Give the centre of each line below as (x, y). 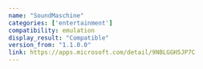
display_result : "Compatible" (59, 38)
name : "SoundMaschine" (46, 15)
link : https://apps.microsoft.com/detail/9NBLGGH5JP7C (102, 52)
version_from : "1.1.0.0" (50, 45)
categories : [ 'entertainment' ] (61, 23)
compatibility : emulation (51, 30)
